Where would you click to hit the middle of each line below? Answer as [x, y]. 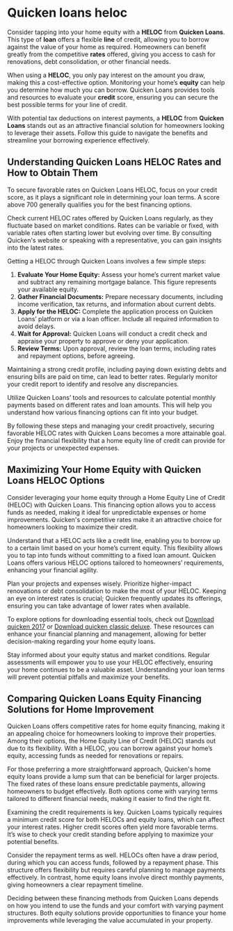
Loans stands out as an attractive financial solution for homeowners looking [116, 125]
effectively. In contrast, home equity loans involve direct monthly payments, [116, 877]
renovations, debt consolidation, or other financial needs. [89, 61]
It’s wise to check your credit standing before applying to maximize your [111, 834]
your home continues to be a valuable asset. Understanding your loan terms [116, 670]
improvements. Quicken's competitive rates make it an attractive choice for [115, 519]
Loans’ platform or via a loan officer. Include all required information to [118, 318]
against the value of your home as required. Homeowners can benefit [107, 47]
